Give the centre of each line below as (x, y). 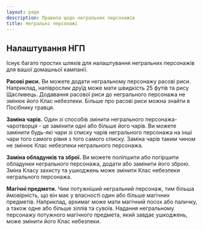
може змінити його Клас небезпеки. (54, 221)
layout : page (23, 12)
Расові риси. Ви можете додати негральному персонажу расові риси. (99, 82)
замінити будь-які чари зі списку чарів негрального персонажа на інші (99, 132)
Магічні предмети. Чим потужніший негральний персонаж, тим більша (100, 189)
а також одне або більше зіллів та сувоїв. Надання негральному (90, 209)
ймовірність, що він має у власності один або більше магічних (88, 195)
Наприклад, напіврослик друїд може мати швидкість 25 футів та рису (98, 88)
